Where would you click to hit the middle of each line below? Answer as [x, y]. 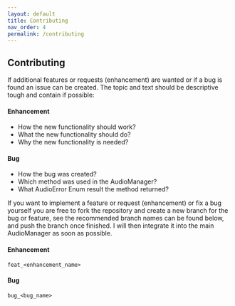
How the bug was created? [57, 174]
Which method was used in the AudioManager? [87, 181]
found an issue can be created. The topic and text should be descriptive [113, 88]
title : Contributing [38, 21]
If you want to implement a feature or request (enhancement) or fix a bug [115, 203]
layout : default [31, 14]
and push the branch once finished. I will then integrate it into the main [111, 226]
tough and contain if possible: [51, 95]
